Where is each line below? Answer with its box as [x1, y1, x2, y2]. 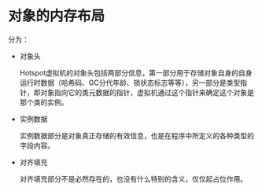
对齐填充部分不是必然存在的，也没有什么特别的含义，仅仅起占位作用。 [19, 174, 248, 183]
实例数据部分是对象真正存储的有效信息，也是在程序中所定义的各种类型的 [19, 130, 254, 140]
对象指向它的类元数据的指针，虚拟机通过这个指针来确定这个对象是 [40, 87, 254, 97]
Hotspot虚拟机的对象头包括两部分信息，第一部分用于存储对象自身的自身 [19, 68, 253, 77]
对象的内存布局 [8, 7, 105, 25]
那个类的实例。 [19, 97, 68, 107]
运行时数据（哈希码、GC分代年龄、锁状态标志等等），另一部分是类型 [19, 78, 241, 87]
